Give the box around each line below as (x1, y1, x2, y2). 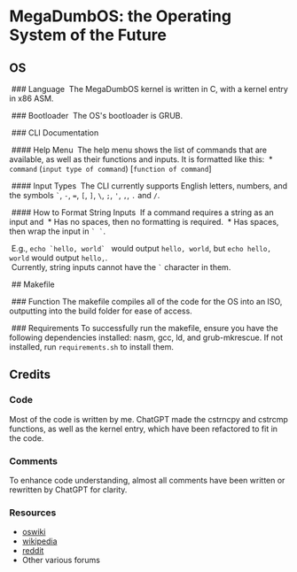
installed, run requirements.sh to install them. (9, 342, 175, 352)
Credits (9, 367, 51, 383)
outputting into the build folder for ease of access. (9, 305, 192, 316)
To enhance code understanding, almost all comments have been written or (9, 475, 285, 485)
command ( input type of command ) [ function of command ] (9, 164, 212, 174)
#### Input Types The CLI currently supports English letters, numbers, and (11, 181, 288, 191)
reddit (21, 545, 44, 556)
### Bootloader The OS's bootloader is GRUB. (11, 111, 184, 120)
